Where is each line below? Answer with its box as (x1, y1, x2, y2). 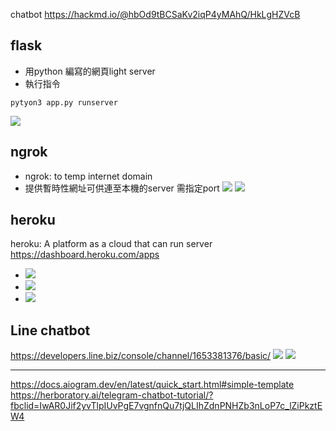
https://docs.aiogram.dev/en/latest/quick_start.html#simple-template (10, 379, 295, 391)
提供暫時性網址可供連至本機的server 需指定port (24, 182, 220, 194)
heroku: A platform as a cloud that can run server (10, 238, 213, 250)
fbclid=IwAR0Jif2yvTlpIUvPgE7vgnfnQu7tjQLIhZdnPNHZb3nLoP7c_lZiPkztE (10, 400, 323, 412)
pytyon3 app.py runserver (10, 97, 118, 108)
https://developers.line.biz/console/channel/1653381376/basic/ (10, 350, 272, 362)
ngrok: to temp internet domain (24, 170, 153, 182)
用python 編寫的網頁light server (24, 65, 156, 77)
